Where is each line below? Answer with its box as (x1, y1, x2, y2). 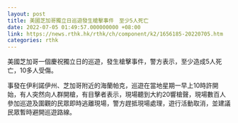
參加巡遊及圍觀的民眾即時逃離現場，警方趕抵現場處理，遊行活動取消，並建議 (7, 99, 231, 107)
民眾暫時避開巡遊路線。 (7, 108, 76, 117)
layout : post (7, 10, 46, 18)
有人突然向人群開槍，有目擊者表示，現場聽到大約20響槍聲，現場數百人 (19, 90, 227, 99)
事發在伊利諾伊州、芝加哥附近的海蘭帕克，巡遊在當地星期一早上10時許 (7, 81, 212, 90)
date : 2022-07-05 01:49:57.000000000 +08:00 (7, 23, 141, 31)
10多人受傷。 (19, 66, 58, 75)
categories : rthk (7, 37, 59, 44)
